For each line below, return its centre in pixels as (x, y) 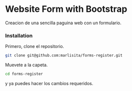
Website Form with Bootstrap (66, 9)
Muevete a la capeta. (26, 65)
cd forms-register (24, 74)
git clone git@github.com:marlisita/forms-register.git (64, 55)
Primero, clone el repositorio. (35, 46)
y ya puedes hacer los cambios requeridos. (49, 83)
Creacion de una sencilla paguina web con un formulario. (63, 23)
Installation (19, 36)
